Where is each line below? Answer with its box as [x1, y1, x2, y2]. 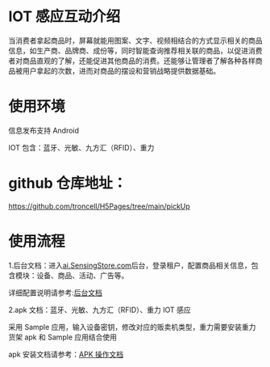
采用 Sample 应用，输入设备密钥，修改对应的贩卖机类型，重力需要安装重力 [8, 322, 256, 331]
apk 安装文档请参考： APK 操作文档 [8, 349, 124, 359]
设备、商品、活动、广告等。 [35, 270, 129, 280]
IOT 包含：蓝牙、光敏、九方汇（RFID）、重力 [8, 142, 155, 152]
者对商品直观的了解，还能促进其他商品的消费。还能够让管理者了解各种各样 [8, 56, 255, 65]
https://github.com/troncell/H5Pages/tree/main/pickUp [8, 201, 191, 211]
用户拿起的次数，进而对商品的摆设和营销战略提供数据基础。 [22, 65, 220, 75]
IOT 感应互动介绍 [8, 7, 121, 26]
